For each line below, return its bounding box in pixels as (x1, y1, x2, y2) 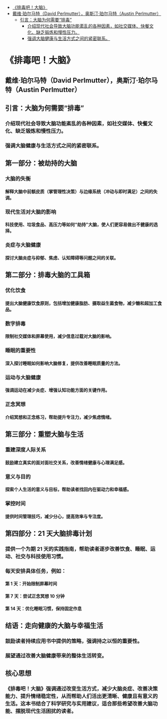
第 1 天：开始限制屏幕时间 (5, 581, 57, 587)
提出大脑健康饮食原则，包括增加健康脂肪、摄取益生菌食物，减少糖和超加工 (5, 300, 158, 306)
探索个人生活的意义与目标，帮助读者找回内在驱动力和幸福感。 (5, 486, 132, 492)
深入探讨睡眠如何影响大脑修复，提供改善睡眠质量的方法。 (5, 360, 123, 366)
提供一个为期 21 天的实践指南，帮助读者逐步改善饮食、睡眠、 (5, 545, 151, 552)
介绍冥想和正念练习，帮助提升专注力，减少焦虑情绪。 (5, 414, 114, 420)
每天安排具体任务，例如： (5, 567, 67, 574)
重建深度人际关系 (5, 446, 46, 453)
